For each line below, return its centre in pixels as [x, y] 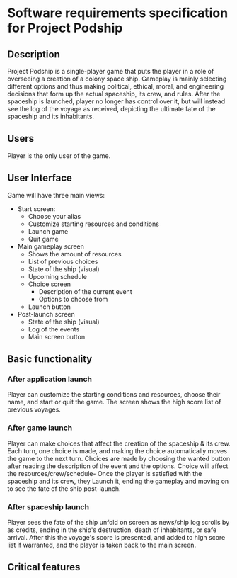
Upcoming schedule [57, 276]
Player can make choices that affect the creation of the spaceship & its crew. [119, 443]
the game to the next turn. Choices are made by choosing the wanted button [119, 458]
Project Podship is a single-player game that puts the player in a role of [111, 71]
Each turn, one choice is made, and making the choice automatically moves [117, 450]
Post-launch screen [46, 314]
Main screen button [57, 336]
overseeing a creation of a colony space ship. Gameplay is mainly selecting [117, 79]
